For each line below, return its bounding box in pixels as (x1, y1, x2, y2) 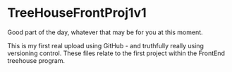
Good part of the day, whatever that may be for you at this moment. (7, 28, 203, 36)
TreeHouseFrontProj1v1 (7, 5, 147, 21)
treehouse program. (7, 56, 66, 64)
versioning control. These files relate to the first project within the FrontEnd (7, 49, 226, 57)
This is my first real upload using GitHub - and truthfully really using (7, 41, 204, 50)
